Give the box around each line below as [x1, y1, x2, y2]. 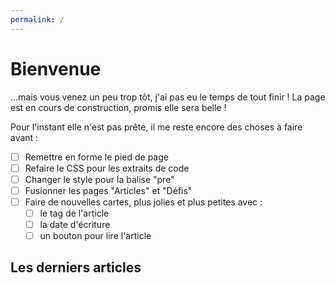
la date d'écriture [39, 218, 111, 230]
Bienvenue [10, 57, 102, 80]
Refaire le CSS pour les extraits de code [24, 162, 190, 174]
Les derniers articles [10, 259, 142, 276]
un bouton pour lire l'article [39, 230, 152, 241]
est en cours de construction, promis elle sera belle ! [10, 101, 227, 113]
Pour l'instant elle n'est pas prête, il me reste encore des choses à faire [10, 121, 303, 133]
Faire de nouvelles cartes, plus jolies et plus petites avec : [24, 196, 263, 208]
